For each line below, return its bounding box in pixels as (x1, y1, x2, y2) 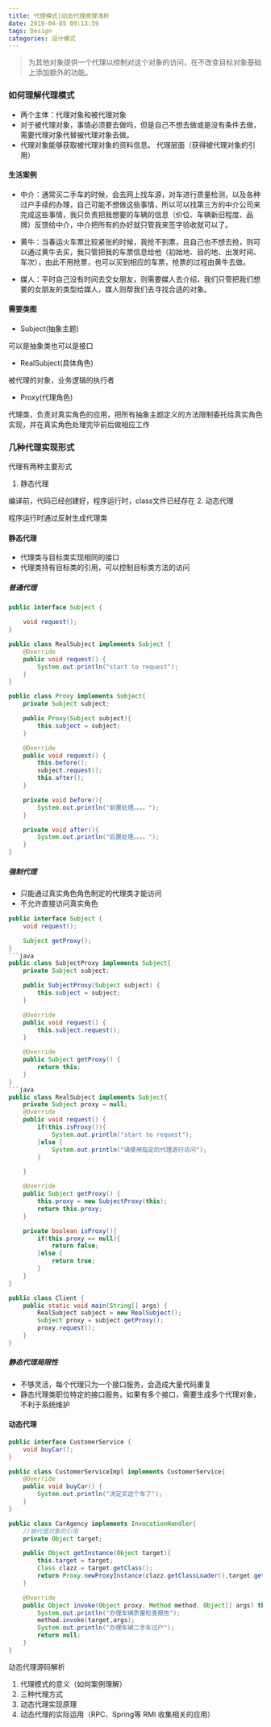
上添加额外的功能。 (27, 68, 93, 78)
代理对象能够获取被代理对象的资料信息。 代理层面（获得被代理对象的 (19, 140, 248, 149)
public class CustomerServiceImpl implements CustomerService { (8, 1467, 226, 1476)
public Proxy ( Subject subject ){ (23, 715, 131, 723)
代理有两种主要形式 (8, 462, 73, 472)
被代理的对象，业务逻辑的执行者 (8, 375, 115, 384)
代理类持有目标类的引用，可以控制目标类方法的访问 (19, 563, 190, 572)
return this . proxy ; (37, 1205, 103, 1213)
